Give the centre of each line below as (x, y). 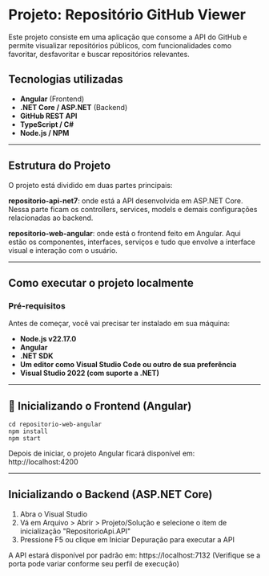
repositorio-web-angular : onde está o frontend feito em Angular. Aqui (125, 233)
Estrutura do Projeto (60, 166)
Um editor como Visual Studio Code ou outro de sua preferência (128, 365)
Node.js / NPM (44, 133)
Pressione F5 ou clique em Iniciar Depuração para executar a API (127, 539)
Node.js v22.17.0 (48, 339)
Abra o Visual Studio (54, 514)
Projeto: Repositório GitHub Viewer (127, 15)
